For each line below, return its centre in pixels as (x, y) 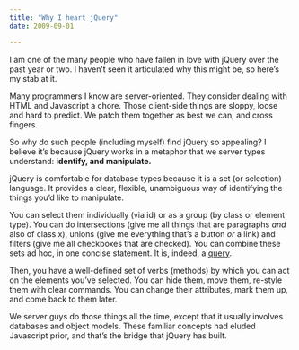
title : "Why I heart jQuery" (64, 17)
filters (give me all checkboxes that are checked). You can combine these (145, 243)
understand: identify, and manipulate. (80, 161)
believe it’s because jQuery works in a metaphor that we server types (137, 151)
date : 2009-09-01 (42, 26)
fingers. (24, 124)
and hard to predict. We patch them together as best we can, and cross (141, 115)
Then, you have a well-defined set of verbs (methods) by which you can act (149, 270)
